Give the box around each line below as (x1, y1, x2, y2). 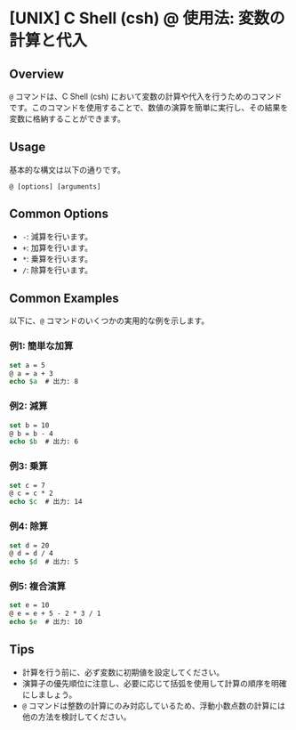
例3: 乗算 (9, 460, 48, 473)
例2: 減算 (9, 400, 48, 412)
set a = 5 (9, 361, 46, 369)
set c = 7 (9, 481, 46, 490)
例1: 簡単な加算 (9, 340, 74, 353)
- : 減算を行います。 (21, 231, 93, 241)
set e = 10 (9, 601, 50, 610)
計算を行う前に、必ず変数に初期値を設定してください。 (21, 667, 225, 677)
